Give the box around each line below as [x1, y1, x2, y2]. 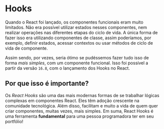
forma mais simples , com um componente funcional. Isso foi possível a [5, 60, 148, 66]
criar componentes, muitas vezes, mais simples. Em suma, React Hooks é [5, 108, 154, 114]
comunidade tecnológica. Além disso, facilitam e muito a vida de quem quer [5, 103, 158, 108]
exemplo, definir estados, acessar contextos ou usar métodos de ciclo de [5, 40, 153, 46]
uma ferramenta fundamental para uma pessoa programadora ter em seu [5, 113, 154, 119]
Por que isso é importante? [5, 79, 89, 88]
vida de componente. [5, 45, 48, 51]
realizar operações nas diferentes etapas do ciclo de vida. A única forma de [5, 29, 158, 35]
